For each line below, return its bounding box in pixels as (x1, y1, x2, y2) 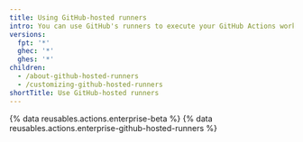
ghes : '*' (17, 55, 54, 64)
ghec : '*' (17, 47, 54, 56)
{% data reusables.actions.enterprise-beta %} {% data (9, 113, 214, 124)
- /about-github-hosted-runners (17, 72, 140, 81)
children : (9, 64, 47, 73)
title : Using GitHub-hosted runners (9, 13, 147, 22)
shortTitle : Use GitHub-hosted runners (9, 88, 160, 97)
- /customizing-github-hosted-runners (17, 80, 164, 89)
